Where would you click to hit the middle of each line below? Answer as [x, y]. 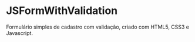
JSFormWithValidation [62, 11]
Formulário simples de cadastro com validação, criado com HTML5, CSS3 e [98, 27]
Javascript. [20, 33]
